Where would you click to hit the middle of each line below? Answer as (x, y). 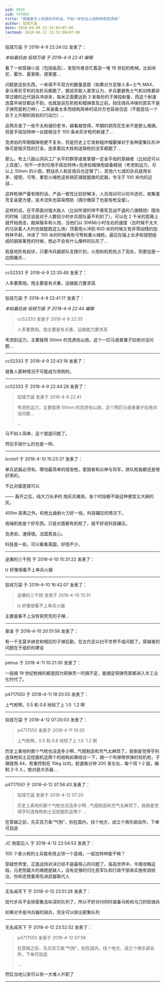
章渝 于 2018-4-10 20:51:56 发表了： (42, 631)
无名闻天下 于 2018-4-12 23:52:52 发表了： (49, 927)
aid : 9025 (15, 10)
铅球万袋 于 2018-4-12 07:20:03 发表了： (46, 720)
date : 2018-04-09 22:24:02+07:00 (39, 28)
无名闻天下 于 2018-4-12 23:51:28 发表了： (48, 891)
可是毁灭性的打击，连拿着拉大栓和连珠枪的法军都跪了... (65, 148)
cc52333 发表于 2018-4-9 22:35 (50, 319)
